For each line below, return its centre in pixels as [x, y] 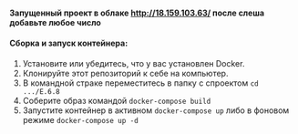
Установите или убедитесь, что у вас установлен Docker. [134, 63]
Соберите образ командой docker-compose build [117, 100]
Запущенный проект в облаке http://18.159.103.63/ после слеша [137, 13]
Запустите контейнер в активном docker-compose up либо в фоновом [156, 110]
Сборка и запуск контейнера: [69, 43]
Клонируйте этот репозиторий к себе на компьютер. [125, 73]
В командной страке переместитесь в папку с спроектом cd [141, 83]
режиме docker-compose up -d [80, 119]
